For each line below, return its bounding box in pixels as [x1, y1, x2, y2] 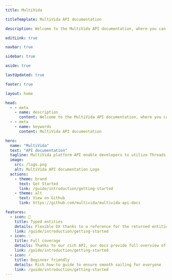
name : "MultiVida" [10, 143, 50, 148]
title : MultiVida [5, 7, 42, 13]
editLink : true [5, 35, 38, 41]
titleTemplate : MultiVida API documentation [5, 16, 102, 22]
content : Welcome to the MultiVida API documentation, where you [18, 115, 161, 120]
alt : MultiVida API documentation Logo [14, 167, 100, 172]
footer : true [5, 82, 33, 87]
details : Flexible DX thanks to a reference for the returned [14, 224, 150, 229]
